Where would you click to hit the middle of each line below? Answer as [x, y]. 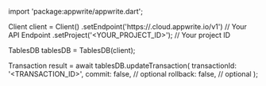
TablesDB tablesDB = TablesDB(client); [72, 50]
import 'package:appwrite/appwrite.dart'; [75, 11]
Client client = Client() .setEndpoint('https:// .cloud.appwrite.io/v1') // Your [128, 26]
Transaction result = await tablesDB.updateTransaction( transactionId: [122, 65]
